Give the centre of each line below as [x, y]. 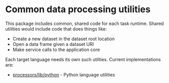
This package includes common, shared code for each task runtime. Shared [84, 23]
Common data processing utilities [78, 9]
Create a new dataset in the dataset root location [64, 39]
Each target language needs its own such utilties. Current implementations [83, 59]
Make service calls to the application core [56, 49]
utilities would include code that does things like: [56, 29]
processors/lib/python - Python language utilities [64, 74]
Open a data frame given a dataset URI [53, 44]
